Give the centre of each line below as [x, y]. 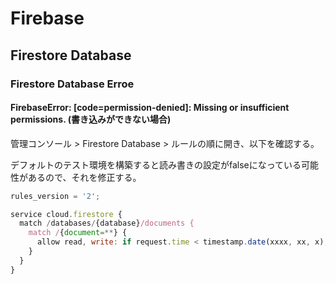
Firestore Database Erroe [72, 84]
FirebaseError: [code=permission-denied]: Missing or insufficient [150, 108]
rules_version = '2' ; [55, 196]
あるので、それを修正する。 [84, 177]
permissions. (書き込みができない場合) [91, 119]
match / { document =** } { [78, 233]
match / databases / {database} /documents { [107, 223]
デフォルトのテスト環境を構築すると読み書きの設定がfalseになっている [156, 164]
